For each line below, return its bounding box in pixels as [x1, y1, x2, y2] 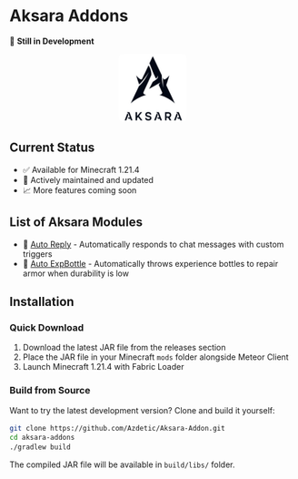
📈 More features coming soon [22, 184, 137, 196]
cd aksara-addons [9, 433, 75, 443]
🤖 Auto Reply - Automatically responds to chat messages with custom [22, 239, 284, 250]
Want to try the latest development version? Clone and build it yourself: [9, 404, 275, 415]
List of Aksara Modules [9, 215, 144, 230]
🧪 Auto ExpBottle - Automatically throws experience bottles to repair [22, 258, 279, 269]
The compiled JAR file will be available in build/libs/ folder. [9, 459, 235, 470]
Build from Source [9, 384, 91, 397]
